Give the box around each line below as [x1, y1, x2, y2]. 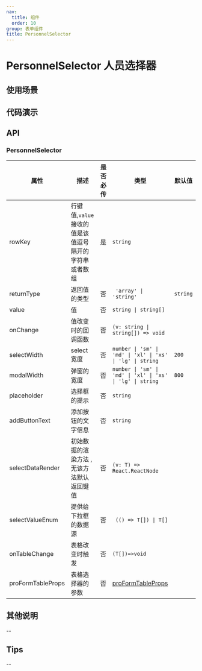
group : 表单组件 [6, 25, 43, 32]
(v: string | [112, 323, 150, 330]
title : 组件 [11, 14, 40, 20]
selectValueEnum [9, 515, 58, 524]
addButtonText [9, 416, 51, 424]
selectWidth [9, 350, 43, 359]
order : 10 [11, 20, 36, 26]
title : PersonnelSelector [6, 31, 71, 37]
